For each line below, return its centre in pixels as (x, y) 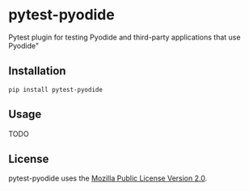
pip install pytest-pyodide (56, 89)
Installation (37, 71)
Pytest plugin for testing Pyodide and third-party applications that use (124, 37)
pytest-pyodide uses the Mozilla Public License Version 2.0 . (108, 178)
